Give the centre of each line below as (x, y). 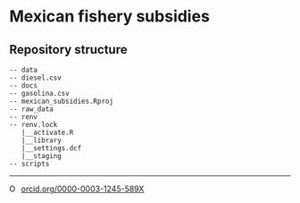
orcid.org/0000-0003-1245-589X (83, 189)
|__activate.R (47, 132)
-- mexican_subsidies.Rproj (62, 101)
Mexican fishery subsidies (109, 17)
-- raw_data (31, 109)
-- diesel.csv (36, 78)
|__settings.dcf (51, 148)
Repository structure (68, 50)
